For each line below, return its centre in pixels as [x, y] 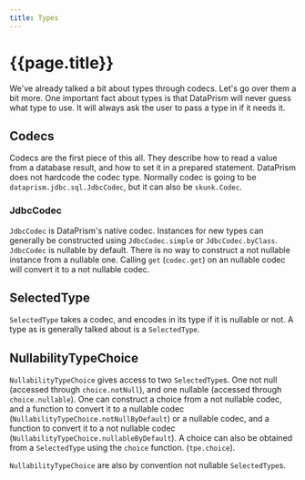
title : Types [34, 18]
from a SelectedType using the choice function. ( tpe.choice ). [122, 448]
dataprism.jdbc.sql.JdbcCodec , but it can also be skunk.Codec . [126, 187]
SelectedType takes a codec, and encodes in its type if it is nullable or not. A [152, 320]
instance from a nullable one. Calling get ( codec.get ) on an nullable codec [147, 260]
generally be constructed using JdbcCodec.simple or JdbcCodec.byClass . [143, 240]
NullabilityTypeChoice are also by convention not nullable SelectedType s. [148, 465]
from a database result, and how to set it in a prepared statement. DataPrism [152, 168]
